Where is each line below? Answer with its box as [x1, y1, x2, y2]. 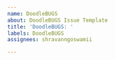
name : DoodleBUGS [7, 10, 58, 17]
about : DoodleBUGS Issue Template [7, 17, 109, 24]
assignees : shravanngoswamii [7, 36, 93, 43]
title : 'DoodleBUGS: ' [7, 23, 74, 30]
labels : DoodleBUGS [7, 29, 65, 37]
